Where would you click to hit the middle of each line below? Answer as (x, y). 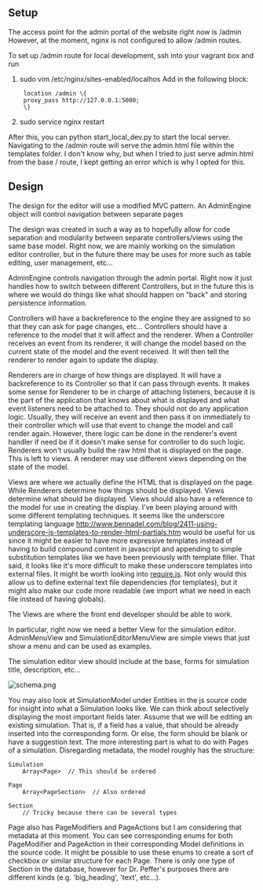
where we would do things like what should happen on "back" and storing (128, 295)
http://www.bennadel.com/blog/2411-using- (147, 524)
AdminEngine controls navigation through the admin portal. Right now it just (130, 277)
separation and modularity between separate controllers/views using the (126, 237)
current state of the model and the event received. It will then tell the (119, 351)
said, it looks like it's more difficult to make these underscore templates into (130, 566)
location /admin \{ (55, 93)
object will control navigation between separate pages (96, 214)
